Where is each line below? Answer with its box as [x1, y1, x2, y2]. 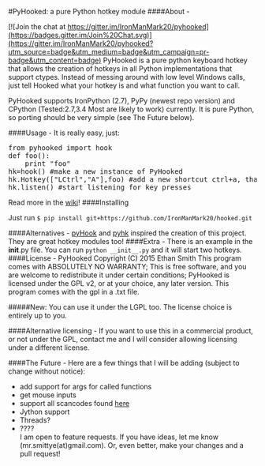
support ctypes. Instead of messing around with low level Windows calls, [8, 73, 245, 81]
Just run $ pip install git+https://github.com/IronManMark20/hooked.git [8, 213, 252, 222]
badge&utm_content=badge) [8, 55, 102, 65]
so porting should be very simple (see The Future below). [8, 113, 195, 122]
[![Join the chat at [8, 22, 66, 31]
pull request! [19, 449, 61, 458]
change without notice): [8, 366, 85, 376]
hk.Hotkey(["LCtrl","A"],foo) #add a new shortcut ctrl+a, [8, 175, 242, 184]
